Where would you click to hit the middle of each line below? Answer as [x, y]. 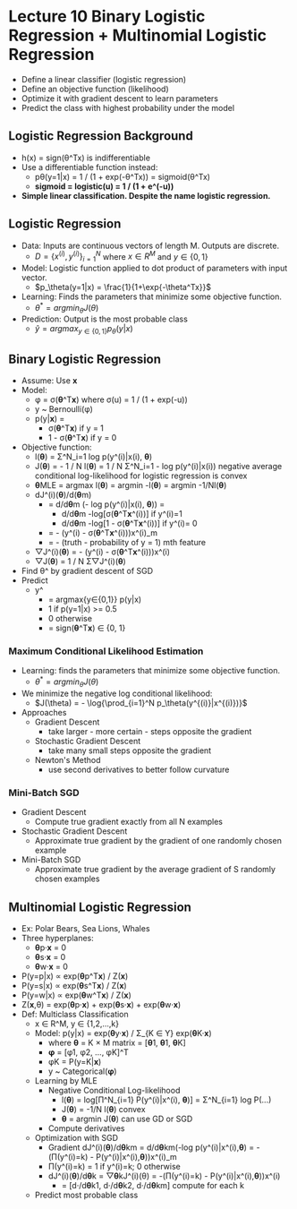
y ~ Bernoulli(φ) [64, 409]
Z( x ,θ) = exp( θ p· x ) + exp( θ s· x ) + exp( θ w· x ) [101, 1004]
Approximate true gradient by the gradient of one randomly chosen [158, 841]
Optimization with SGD [76, 1137]
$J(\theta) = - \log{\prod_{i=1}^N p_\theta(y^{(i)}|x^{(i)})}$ [141, 703]
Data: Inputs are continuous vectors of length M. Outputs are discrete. [150, 245]
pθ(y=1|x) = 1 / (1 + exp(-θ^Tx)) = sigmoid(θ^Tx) [123, 176]
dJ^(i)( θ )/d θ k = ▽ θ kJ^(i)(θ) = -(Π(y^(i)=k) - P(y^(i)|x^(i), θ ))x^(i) [164, 1176]
